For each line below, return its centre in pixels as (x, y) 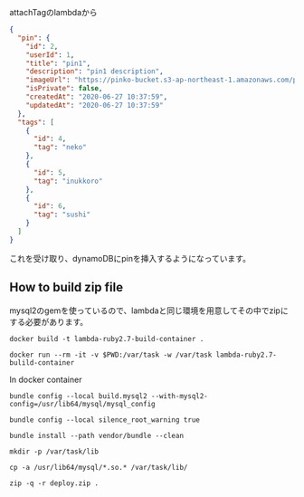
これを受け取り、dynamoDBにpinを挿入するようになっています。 (130, 258)
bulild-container (42, 363)
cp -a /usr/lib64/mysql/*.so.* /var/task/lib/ (99, 467)
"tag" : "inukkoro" (68, 181)
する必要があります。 (49, 321)
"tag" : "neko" (60, 148)
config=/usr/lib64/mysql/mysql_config (82, 404)
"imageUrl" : (48, 80)
